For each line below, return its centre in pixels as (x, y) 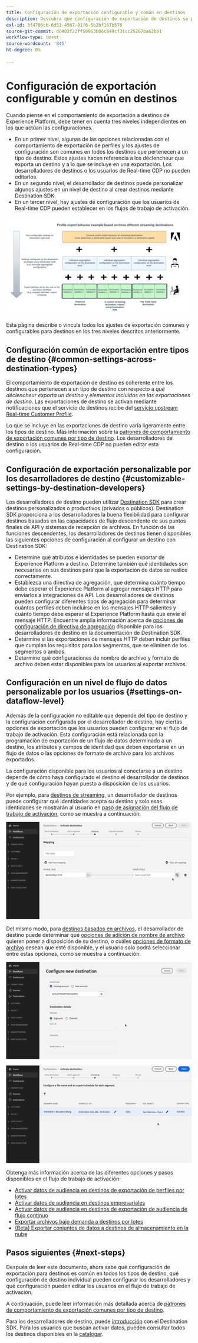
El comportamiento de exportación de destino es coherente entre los (90, 383)
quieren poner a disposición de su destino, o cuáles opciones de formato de (99, 941)
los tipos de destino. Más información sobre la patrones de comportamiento (98, 432)
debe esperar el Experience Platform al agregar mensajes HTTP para (98, 589)
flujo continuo (31, 1215)
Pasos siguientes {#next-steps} (66, 1253)
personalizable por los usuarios (65, 692)
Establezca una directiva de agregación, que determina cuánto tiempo (100, 583)
